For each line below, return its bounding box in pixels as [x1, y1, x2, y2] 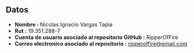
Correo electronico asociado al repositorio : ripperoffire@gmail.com [14, 40, 188, 47]
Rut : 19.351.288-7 [14, 27, 61, 34]
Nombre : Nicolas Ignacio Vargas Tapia [14, 20, 113, 28]
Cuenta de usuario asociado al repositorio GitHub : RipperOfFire [14, 33, 179, 41]
